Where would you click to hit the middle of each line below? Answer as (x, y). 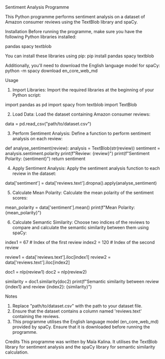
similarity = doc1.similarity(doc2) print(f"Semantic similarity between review (82, 281)
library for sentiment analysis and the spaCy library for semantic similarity (80, 347)
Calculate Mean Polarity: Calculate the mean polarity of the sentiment (83, 193)
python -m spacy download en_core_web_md (51, 71)
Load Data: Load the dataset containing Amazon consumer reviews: (81, 114)
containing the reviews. (36, 316)
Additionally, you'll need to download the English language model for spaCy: (83, 65)
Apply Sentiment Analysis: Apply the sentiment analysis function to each (86, 168)
